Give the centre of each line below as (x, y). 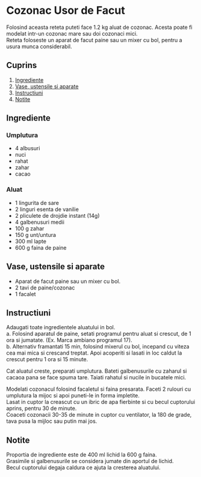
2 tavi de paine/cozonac (45, 288)
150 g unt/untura (35, 235)
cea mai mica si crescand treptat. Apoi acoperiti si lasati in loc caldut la (94, 353)
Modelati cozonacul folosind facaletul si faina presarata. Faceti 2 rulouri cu (99, 389)
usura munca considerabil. (39, 46)
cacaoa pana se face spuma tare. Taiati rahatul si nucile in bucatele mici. (96, 377)
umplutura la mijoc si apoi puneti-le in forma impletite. (73, 396)
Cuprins (22, 65)
